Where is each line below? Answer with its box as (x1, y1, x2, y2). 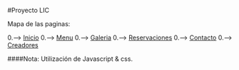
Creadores (7, 41, 39, 49)
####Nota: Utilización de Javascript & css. (7, 54, 133, 63)
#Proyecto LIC (7, 6, 50, 14)
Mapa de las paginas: (7, 20, 71, 28)
